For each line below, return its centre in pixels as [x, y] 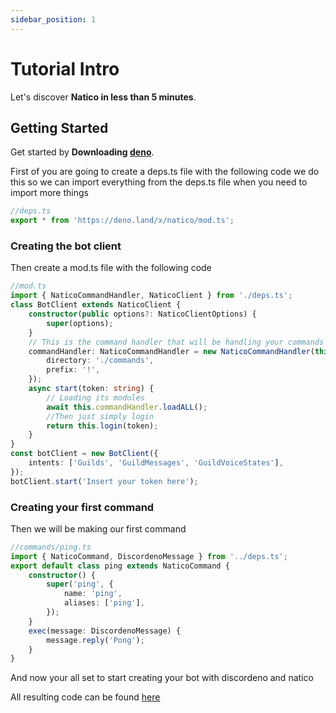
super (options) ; [80, 323]
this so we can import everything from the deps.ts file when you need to [159, 182]
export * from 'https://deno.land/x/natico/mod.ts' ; [122, 221]
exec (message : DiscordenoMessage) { [105, 631]
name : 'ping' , [93, 594]
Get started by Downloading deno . [82, 152]
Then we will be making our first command [98, 528]
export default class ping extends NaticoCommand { [120, 566]
